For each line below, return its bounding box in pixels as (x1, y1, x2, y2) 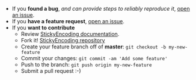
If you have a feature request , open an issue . (11, 18, 125, 24)
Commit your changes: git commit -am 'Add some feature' (20, 55, 168, 61)
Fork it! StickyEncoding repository (20, 37, 105, 44)
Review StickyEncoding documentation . (20, 30, 120, 38)
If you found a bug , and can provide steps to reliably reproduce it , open (11, 5, 191, 12)
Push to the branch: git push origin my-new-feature (20, 61, 152, 68)
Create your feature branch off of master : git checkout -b (20, 43, 167, 50)
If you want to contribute (11, 24, 75, 31)
